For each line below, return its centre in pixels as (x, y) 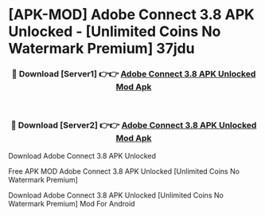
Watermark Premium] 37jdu (101, 49)
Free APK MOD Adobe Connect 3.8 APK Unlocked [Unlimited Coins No (124, 171)
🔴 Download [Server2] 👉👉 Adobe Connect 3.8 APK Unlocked (134, 125)
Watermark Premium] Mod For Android (72, 203)
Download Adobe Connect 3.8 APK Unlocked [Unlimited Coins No (116, 195)
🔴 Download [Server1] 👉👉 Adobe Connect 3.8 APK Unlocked (134, 74)
